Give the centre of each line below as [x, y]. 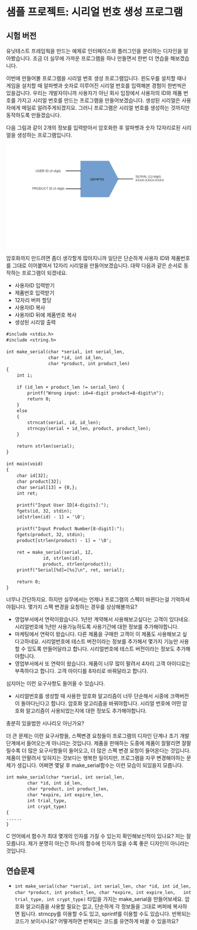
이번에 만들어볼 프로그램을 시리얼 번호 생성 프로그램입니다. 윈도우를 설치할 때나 [96, 78]
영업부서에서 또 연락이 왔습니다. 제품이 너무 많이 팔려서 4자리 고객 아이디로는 [103, 663]
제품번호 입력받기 [34, 293]
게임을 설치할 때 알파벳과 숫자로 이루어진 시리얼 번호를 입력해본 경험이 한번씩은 [96, 86]
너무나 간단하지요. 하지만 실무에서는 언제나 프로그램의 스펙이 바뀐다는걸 [88, 599]
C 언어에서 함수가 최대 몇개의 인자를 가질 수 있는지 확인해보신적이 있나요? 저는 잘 [98, 836]
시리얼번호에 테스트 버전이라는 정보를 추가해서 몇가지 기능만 [110, 641]
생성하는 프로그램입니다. [44, 135]
